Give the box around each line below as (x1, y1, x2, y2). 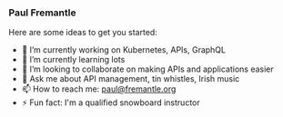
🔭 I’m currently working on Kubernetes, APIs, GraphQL (21, 44, 227, 55)
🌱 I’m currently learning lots (21, 54, 126, 65)
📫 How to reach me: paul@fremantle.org (21, 83, 177, 94)
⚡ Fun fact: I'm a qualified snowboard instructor (21, 97, 201, 108)
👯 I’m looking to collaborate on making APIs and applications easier (21, 63, 274, 74)
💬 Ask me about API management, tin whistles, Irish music (21, 73, 240, 84)
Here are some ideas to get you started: (8, 27, 158, 38)
